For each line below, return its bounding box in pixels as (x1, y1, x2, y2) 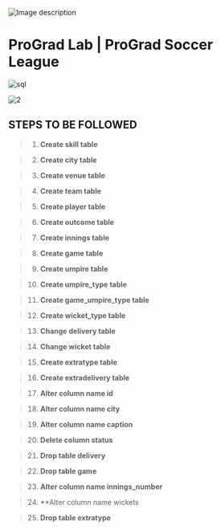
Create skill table (39, 139, 98, 149)
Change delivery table (39, 326, 117, 336)
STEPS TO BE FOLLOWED (8, 118, 137, 132)
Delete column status (39, 434, 113, 445)
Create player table (39, 202, 106, 211)
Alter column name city (39, 404, 121, 414)
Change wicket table (39, 341, 111, 351)
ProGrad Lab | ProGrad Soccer (8, 36, 214, 54)
